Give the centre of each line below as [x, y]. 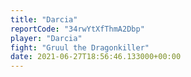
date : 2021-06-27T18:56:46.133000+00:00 [96, 57]
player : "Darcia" [46, 38]
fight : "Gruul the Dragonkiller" [80, 47]
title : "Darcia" [44, 19]
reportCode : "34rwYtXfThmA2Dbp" [77, 29]
